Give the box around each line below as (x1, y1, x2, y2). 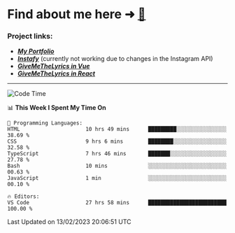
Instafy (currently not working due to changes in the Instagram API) (17, 55, 213, 63)
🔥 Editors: (7, 193, 40, 200)
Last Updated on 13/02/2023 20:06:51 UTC (7, 218, 131, 226)
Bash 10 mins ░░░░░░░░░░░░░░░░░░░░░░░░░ (7, 162, 227, 170)
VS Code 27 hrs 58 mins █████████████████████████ (7, 199, 227, 206)
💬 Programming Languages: (7, 120, 83, 127)
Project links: (7, 31, 53, 41)
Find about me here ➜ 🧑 (7, 6, 146, 22)
